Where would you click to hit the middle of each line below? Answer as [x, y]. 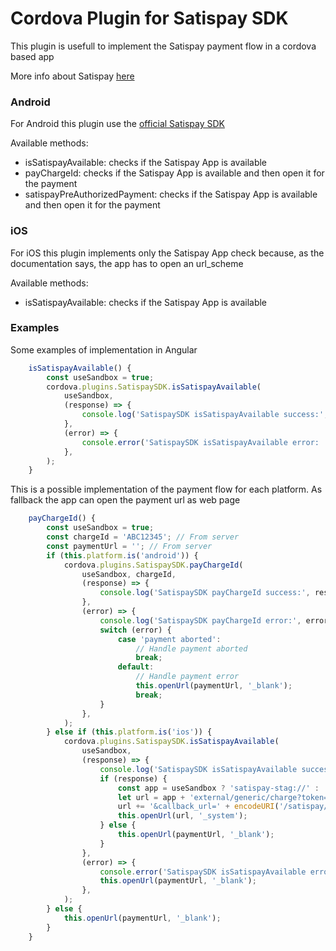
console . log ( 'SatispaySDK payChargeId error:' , [200, 620]
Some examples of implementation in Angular [104, 349]
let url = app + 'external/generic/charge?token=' [225, 797]
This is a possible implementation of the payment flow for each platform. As [166, 489]
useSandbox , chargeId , [129, 574]
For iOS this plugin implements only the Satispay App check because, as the [167, 253]
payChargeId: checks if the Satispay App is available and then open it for [174, 173]
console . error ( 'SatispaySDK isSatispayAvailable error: [200, 442]
